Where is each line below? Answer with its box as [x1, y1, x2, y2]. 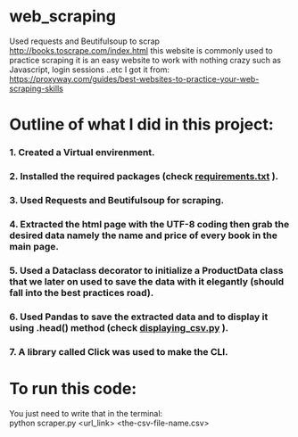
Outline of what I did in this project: [9, 114, 274, 135]
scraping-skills [9, 83, 64, 94]
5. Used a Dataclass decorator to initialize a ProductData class [9, 264, 284, 276]
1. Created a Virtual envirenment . [9, 146, 155, 159]
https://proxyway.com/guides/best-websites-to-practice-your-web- [9, 73, 260, 84]
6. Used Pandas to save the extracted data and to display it [9, 310, 269, 323]
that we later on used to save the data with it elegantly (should [9, 275, 285, 287]
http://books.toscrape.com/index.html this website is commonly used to [9, 45, 274, 55]
